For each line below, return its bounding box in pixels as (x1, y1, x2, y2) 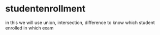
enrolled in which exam (5, 24, 54, 30)
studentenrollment (5, 3, 86, 14)
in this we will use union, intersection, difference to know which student (5, 19, 155, 25)
